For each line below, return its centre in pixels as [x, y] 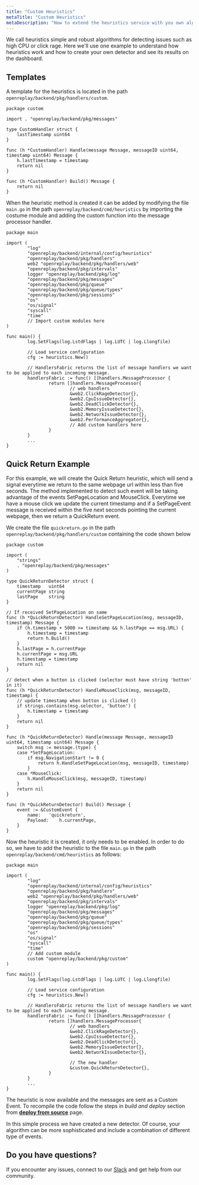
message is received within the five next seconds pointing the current [91, 510]
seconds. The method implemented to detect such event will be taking [92, 491]
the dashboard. [25, 59]
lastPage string [41, 597]
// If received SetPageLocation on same [57, 612]
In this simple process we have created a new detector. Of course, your [93, 1124]
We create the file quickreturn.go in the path [61, 527]
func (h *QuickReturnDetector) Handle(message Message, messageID [90, 737]
